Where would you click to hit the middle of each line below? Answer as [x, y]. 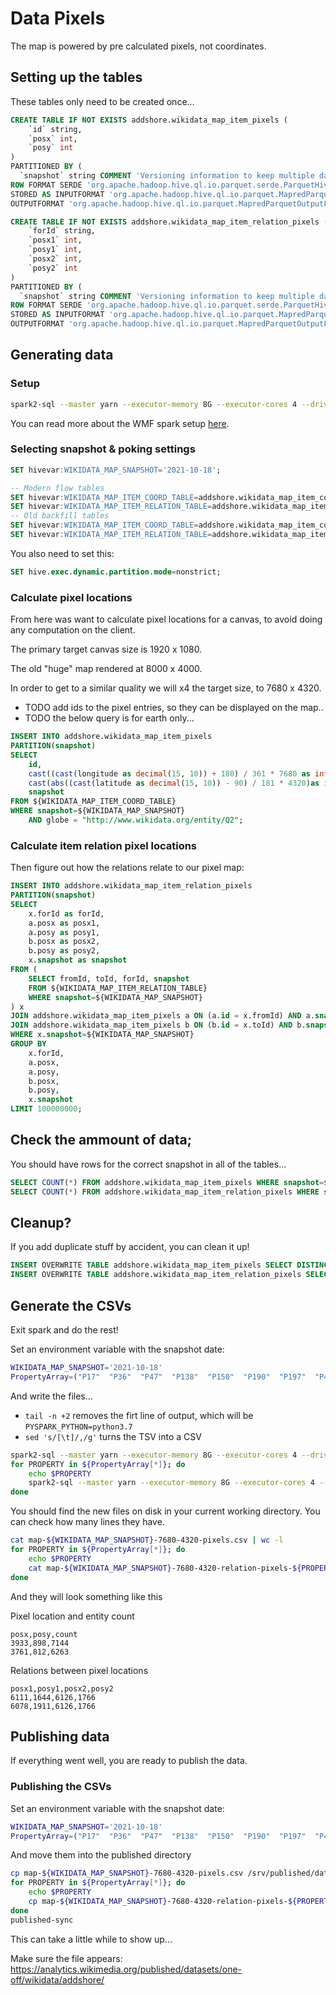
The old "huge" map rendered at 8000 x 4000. [106, 669]
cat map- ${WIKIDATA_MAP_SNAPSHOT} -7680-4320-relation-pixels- [160, 1568]
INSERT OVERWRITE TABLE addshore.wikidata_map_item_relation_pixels [156, 1275]
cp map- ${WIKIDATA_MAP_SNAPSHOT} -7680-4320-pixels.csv [127, 1873]
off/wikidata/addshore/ [57, 1979]
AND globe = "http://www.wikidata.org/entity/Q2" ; [136, 820]
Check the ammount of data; [101, 1140]
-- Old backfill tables [60, 516]
